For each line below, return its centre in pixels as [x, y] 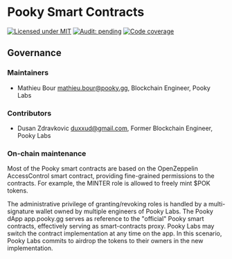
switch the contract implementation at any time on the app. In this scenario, [115, 233]
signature [21, 211]
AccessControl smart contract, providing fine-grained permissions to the [111, 176]
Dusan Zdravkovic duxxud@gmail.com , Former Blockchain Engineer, [115, 128]
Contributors [29, 113]
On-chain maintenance [47, 153]
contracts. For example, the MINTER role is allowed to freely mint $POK [109, 184]
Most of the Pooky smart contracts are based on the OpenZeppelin [103, 169]
